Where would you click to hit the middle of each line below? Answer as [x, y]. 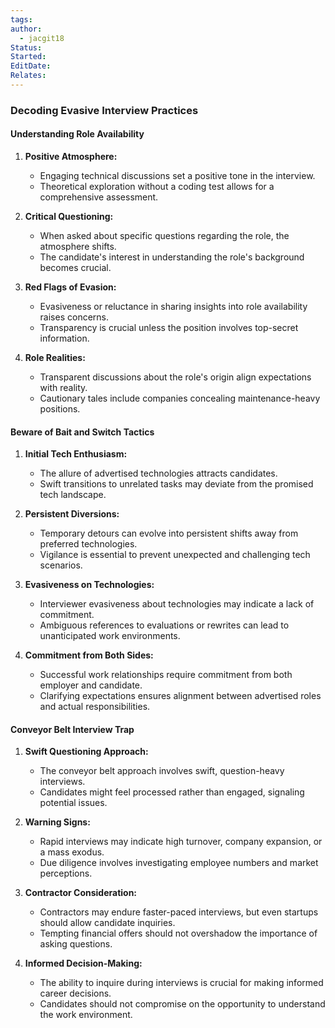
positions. [60, 409]
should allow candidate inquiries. [107, 923]
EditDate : [31, 66]
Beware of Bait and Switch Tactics [82, 432]
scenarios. [61, 565]
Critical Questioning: [69, 216]
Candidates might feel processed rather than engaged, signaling [172, 792]
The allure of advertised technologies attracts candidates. [158, 473]
